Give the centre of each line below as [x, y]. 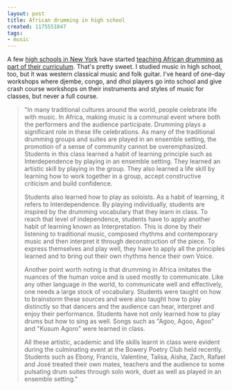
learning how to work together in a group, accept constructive [113, 176]
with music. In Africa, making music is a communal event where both [122, 117]
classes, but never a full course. [53, 96]
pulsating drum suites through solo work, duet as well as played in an [123, 372]
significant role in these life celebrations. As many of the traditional [119, 132]
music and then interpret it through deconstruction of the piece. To [119, 241]
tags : [15, 33]
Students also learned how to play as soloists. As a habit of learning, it [124, 197]
